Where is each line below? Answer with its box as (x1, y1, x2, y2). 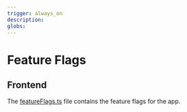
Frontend (7, 79, 47, 91)
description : (7, 16, 45, 23)
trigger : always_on (7, 10, 63, 17)
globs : (7, 23, 26, 29)
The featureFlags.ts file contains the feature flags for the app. (7, 97, 181, 106)
